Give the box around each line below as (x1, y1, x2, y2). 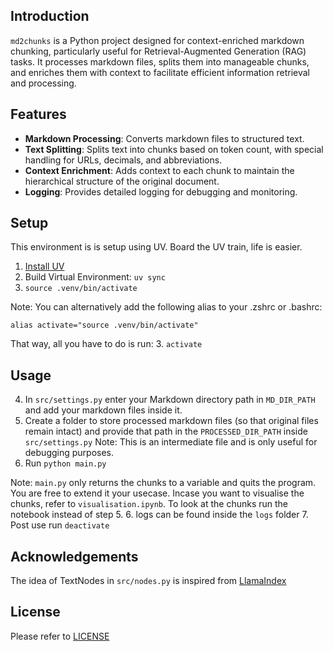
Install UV (24, 260, 65, 273)
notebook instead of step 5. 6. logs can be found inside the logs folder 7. (10, 509, 309, 521)
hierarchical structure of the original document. (24, 175, 220, 187)
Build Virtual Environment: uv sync (24, 271, 166, 283)
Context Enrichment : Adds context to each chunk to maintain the (24, 164, 295, 176)
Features (10, 106, 67, 123)
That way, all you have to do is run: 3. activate (10, 338, 203, 350)
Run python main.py (24, 457, 107, 469)
